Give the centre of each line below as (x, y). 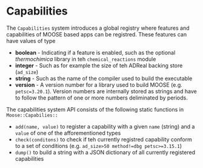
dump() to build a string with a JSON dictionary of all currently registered (105, 152)
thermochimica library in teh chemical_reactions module (85, 59)
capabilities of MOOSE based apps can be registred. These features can (96, 34)
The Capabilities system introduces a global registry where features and (98, 28)
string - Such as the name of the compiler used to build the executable (104, 78)
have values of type (31, 41)
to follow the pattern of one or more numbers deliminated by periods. (101, 98)
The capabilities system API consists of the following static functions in (95, 109)
